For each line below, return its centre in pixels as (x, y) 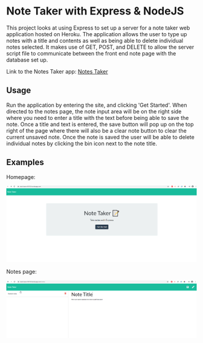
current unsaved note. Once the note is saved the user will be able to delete (100, 137)
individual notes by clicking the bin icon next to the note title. (82, 143)
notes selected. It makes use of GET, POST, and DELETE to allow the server (100, 47)
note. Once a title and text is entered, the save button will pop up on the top (100, 124)
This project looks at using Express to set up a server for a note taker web (98, 28)
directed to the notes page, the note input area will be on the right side (94, 111)
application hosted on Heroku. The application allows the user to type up (97, 34)
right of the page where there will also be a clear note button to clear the (97, 130)
